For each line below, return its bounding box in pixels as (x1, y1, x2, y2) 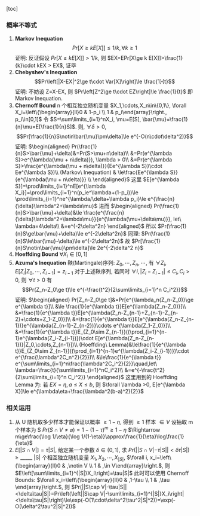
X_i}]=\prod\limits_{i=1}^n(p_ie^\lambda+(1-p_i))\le (14, 189, 139, 196)
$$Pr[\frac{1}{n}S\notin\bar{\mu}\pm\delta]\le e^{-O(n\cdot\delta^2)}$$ (16, 133, 193, 140)
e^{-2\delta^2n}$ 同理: (84, 230, 140, 237)
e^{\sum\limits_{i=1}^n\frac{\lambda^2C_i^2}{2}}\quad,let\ (14, 360, 157, 367)
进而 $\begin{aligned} (99, 203, 153, 210)
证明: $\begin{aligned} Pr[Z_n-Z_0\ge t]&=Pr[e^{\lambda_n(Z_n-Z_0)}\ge (14, 296, 194, 303)
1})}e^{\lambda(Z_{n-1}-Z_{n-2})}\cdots (14, 322, 112, 329)
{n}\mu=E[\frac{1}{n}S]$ (14, 123, 76, 130)
